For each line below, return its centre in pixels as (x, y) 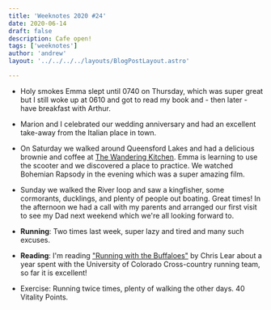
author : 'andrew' (38, 53)
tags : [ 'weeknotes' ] (43, 46)
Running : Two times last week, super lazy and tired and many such (132, 231)
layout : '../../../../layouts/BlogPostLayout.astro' (99, 62)
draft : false (30, 31)
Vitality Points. (44, 297)
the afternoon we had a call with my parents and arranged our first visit (138, 206)
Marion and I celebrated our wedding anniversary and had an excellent (138, 124)
